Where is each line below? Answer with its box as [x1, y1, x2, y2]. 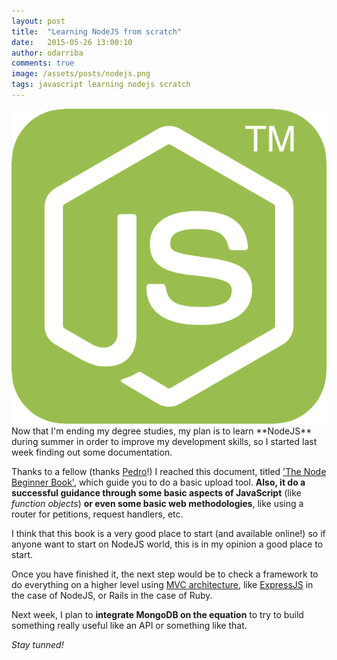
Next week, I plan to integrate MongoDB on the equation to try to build [11, 608, 304, 620]
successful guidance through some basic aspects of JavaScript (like [11, 486, 302, 499]
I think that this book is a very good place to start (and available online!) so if [11, 527, 326, 539]
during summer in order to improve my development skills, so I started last [11, 435, 318, 447]
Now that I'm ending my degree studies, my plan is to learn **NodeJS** [11, 425, 313, 437]
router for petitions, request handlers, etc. [11, 508, 184, 520]
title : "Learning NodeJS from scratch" [11, 26, 183, 37]
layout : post [11, 16, 66, 26]
